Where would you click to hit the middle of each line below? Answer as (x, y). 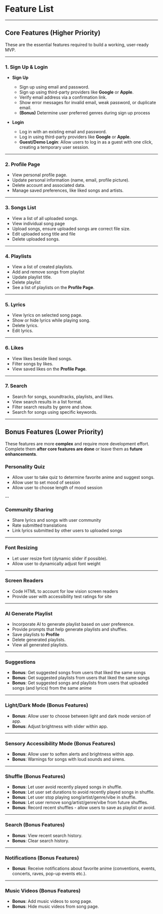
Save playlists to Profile (36, 635)
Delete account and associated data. (49, 185)
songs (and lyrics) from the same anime (52, 688)
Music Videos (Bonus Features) (43, 891)
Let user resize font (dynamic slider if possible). (60, 558)
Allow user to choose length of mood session (57, 487)
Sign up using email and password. (54, 87)
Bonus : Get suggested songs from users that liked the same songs (79, 673)
